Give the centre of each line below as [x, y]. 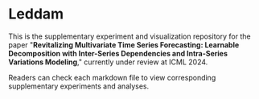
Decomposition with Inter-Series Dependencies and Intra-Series [118, 53]
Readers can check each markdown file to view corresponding [112, 77]
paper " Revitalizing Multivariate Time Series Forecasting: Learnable [124, 44]
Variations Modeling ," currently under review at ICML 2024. [108, 62]
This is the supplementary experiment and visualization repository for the [129, 36]
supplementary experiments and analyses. [79, 86]
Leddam [36, 14]
